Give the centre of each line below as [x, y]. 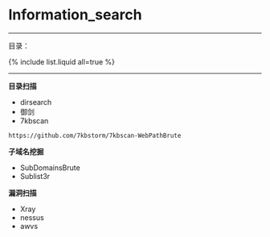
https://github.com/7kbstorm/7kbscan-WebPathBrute [95, 135]
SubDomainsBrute [50, 168]
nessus [32, 217]
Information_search [75, 15]
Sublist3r [35, 176]
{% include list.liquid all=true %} [61, 61]
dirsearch [36, 102]
